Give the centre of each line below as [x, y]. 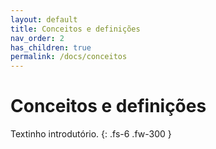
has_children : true [51, 47]
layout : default [44, 19]
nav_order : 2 [37, 38]
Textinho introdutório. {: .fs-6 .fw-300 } [91, 134]
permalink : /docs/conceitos [69, 57]
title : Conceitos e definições [75, 29]
